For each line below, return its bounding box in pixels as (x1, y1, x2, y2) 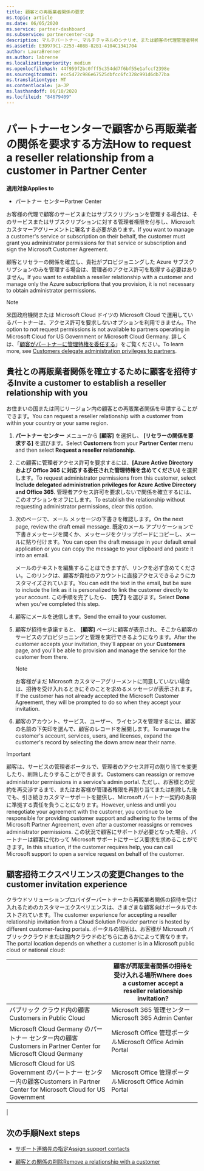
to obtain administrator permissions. (6, 287, 97, 294)
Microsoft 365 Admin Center (111, 1014, 193, 1022)
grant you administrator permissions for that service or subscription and (6, 239, 186, 246)
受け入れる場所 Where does (114, 971, 192, 980)
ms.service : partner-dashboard (6, 26, 86, 32)
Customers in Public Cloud (9, 1014, 86, 1022)
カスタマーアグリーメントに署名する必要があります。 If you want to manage (6, 226, 194, 233)
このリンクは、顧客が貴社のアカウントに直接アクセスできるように (25, 571, 191, 579)
